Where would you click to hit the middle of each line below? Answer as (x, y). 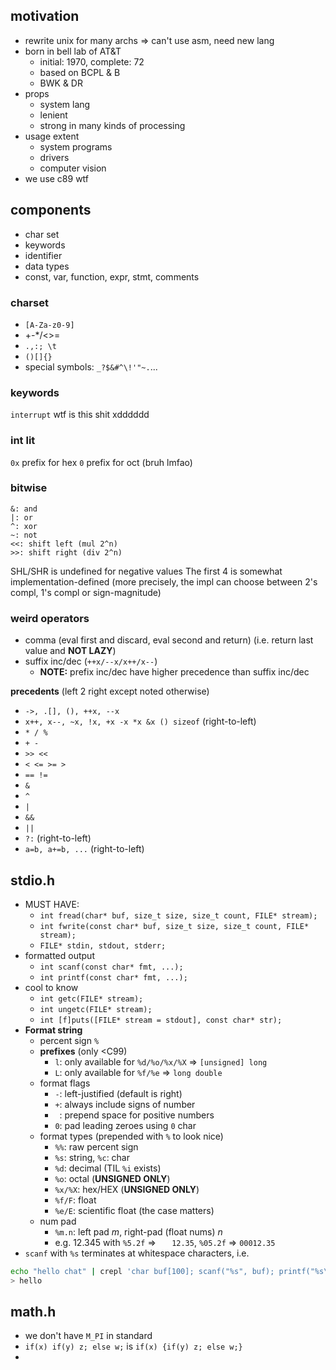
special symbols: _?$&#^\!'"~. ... (91, 366)
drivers (54, 157)
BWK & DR (61, 83)
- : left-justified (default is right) (118, 1093)
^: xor (24, 526)
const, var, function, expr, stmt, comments (112, 276)
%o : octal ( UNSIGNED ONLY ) (112, 1178)
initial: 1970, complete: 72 (92, 61)
